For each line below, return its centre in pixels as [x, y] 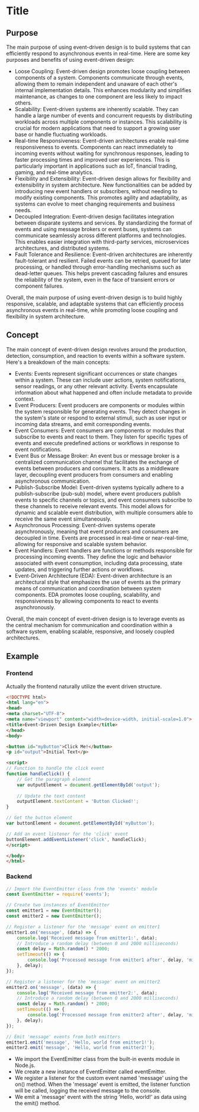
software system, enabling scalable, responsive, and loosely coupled [90, 631]
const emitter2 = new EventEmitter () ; [54, 916]
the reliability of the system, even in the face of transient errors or [95, 280]
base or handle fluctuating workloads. [61, 134]
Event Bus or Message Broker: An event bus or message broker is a [97, 455]
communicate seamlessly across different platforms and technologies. [100, 235]
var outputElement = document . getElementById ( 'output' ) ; [89, 785]
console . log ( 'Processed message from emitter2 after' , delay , [106, 1015]
